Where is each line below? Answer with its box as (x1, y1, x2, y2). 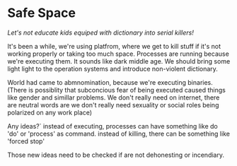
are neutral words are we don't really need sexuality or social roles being (7, 100, 219, 109)
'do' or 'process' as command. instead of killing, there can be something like (7, 129, 230, 138)
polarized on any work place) (7, 108, 93, 117)
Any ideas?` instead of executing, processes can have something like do (7, 121, 218, 130)
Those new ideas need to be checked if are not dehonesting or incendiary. (7, 150, 225, 159)
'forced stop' (7, 136, 45, 146)
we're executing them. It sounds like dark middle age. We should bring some (7, 57, 231, 65)
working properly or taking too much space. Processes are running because (7, 49, 230, 58)
